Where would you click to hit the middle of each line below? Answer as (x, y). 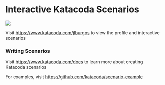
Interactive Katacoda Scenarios (72, 9)
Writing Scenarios (28, 51)
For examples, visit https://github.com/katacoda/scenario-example (74, 77)
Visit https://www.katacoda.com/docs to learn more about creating (74, 62)
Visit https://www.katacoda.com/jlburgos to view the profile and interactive (82, 32)
